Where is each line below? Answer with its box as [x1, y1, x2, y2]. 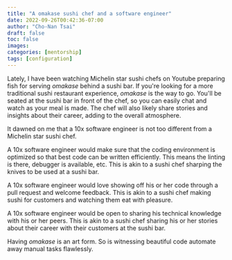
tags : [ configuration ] [7, 55, 73, 62]
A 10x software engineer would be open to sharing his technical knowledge [7, 209, 222, 217]
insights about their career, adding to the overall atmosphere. [7, 111, 181, 119]
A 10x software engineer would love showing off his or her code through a [7, 181, 218, 189]
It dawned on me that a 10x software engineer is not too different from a [7, 124, 213, 132]
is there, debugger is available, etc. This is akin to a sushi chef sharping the [7, 160, 222, 168]
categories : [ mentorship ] [7, 49, 82, 56]
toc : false [7, 36, 39, 43]
